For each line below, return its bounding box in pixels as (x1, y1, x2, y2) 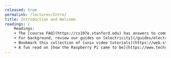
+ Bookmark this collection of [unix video (14, 40, 108, 45)
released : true (5, 7, 37, 13)
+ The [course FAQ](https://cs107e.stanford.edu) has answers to (14, 31, 156, 36)
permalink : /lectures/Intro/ (5, 12, 67, 17)
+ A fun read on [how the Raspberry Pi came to (14, 45, 117, 50)
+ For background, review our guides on (14, 36, 101, 41)
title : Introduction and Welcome (5, 17, 76, 22)
